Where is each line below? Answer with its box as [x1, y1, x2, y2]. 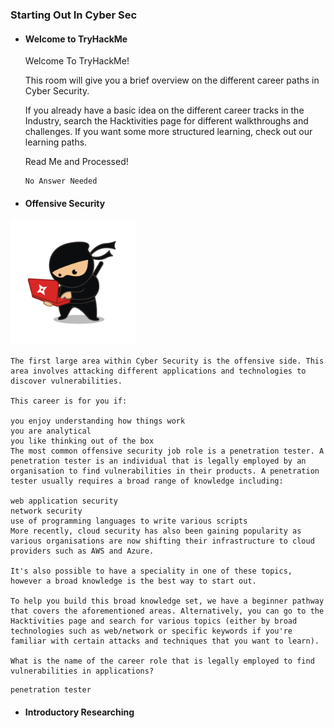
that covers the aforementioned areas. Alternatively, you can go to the [10, 606, 325, 617]
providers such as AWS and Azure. [10, 546, 155, 557]
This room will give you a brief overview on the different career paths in [24, 74, 320, 87]
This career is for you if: [10, 396, 128, 407]
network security [10, 506, 83, 517]
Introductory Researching [24, 706, 135, 718]
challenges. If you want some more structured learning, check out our [24, 126, 313, 138]
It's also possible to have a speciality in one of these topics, [10, 566, 293, 577]
